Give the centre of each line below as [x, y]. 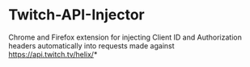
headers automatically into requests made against [92, 45]
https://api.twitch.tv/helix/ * [53, 54]
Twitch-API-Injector [76, 15]
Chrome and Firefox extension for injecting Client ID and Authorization [125, 37]
